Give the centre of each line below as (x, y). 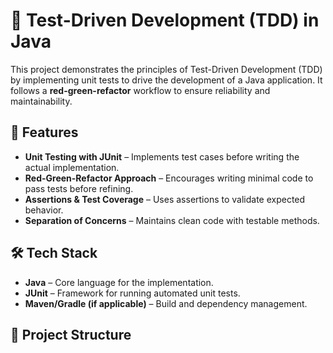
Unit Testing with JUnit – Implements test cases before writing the (162, 156)
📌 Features (44, 132)
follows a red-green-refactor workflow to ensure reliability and (140, 90)
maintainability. (41, 101)
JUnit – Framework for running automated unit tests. (132, 293)
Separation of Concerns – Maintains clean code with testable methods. (172, 220)
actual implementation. (72, 167)
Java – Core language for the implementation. (119, 282)
